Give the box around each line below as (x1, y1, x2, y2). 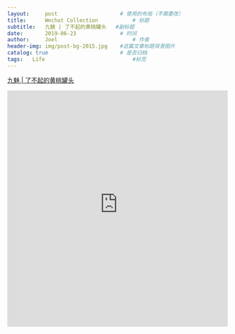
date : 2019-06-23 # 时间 (7, 29, 137, 37)
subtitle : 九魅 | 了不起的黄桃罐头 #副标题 (7, 23, 135, 30)
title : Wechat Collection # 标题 (7, 17, 150, 24)
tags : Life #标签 (7, 56, 147, 63)
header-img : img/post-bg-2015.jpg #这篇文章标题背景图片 (7, 43, 176, 50)
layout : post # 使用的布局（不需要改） (7, 10, 184, 18)
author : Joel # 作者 (7, 36, 150, 43)
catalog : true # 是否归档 (7, 50, 148, 57)
